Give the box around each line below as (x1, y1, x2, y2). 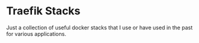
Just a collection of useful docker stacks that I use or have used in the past (6, 24, 193, 31)
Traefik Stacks (6, 4, 81, 18)
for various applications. (6, 30, 66, 37)
